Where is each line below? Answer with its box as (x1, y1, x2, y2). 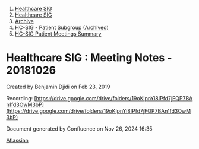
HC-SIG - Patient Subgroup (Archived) (14, 24, 109, 31)
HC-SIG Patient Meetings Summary (14, 30, 102, 37)
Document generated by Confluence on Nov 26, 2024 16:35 (6, 125, 153, 132)
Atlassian (6, 137, 29, 144)
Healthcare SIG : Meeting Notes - (6, 51, 172, 65)
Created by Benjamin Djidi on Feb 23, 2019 (6, 83, 110, 90)
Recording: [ (6, 94, 37, 102)
